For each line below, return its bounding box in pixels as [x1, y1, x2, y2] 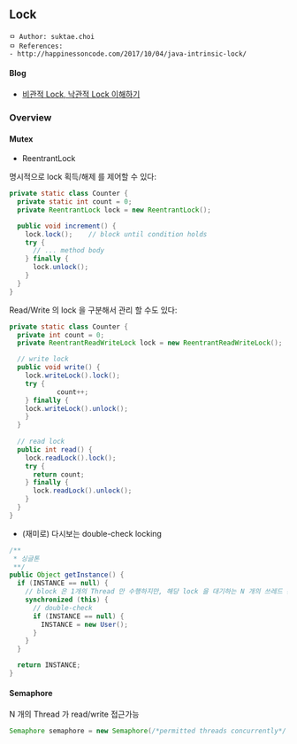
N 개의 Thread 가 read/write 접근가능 [9, 709, 140, 720]
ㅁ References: [9, 42, 64, 50]
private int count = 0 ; [17, 330, 104, 339]
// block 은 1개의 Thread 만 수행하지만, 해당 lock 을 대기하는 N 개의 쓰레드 [25, 587, 283, 596]
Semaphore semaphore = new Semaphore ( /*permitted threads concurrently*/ [9, 726, 287, 736]
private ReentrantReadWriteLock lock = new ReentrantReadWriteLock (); [17, 338, 283, 348]
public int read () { [17, 445, 93, 454]
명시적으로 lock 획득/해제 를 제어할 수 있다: [9, 172, 157, 182]
